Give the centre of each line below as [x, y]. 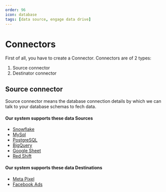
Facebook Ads [27, 184]
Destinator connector [34, 73]
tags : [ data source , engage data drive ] [48, 19]
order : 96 [16, 10]
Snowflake [23, 130]
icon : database [21, 15]
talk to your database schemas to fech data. [51, 107]
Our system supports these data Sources [49, 118]
